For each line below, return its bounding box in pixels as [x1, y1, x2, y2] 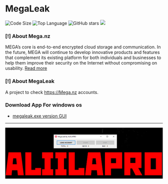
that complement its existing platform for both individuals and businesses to [5, 54, 161, 60]
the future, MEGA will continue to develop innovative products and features [5, 49, 160, 55]
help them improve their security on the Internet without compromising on [5, 60, 157, 66]
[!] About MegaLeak [5, 78, 55, 85]
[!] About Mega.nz [5, 32, 51, 39]
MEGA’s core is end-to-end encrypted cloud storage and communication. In [5, 44, 161, 50]
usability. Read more [5, 65, 47, 71]
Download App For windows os [5, 101, 82, 108]
